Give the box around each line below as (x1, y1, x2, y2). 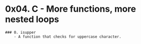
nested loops (5, 14, 59, 25)
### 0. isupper (5, 30, 36, 35)
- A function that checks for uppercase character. (14, 34, 121, 39)
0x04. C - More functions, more (5, 3, 136, 15)
